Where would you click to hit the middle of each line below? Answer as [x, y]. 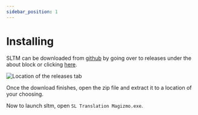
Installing [30, 41]
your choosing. [25, 94]
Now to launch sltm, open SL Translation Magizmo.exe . [75, 105]
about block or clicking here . [42, 64]
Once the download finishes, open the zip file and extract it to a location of [99, 87]
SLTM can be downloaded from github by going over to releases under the [99, 58]
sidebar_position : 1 [32, 12]
